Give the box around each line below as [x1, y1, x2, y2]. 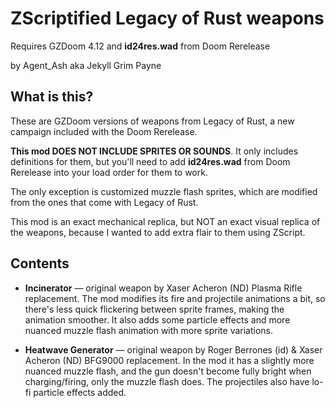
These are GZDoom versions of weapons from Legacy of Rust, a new [10, 115, 295, 127]
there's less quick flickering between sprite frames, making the [24, 303, 285, 315]
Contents [10, 255, 70, 272]
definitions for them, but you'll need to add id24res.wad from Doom [10, 155, 291, 167]
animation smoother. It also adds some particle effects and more [24, 313, 291, 326]
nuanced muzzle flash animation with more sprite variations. [24, 324, 274, 336]
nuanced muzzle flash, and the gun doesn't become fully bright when [24, 365, 312, 377]
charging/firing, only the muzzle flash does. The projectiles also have [24, 375, 310, 387]
